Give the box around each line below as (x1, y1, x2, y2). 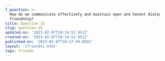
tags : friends (5, 48, 34, 53)
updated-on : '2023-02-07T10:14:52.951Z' (5, 30, 89, 35)
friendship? (9, 16, 34, 21)
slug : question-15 (5, 26, 43, 30)
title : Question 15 (5, 21, 45, 26)
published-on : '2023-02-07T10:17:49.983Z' (5, 39, 93, 44)
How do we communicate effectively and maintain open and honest (9, 12, 146, 17)
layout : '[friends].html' (5, 44, 58, 49)
